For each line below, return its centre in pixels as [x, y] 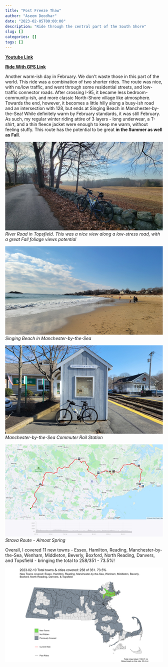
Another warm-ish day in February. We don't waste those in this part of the [82, 76]
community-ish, [21, 97]
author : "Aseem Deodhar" [31, 16]
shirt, [10, 124]
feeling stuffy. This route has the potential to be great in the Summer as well [84, 129]
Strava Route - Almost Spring [35, 540]
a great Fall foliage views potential [41, 239]
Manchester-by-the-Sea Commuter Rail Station [54, 437]
